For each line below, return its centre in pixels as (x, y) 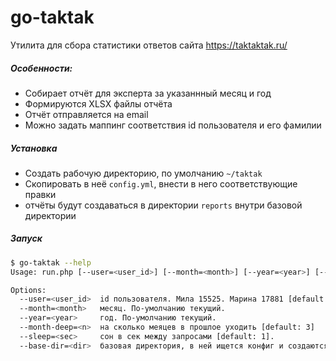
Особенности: (41, 68)
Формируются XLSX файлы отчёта (98, 103)
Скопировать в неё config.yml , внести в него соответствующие (161, 183)
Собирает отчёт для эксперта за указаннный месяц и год (148, 93)
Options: (28, 290)
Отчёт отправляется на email (86, 114)
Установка (34, 148)
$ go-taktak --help (51, 262)
